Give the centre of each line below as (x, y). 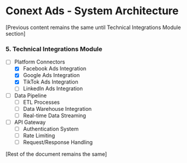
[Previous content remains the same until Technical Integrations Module (93, 27)
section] (16, 33)
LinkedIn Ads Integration (53, 89)
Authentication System (51, 129)
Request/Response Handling (58, 142)
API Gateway (30, 122)
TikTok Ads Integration (50, 82)
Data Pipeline (30, 95)
